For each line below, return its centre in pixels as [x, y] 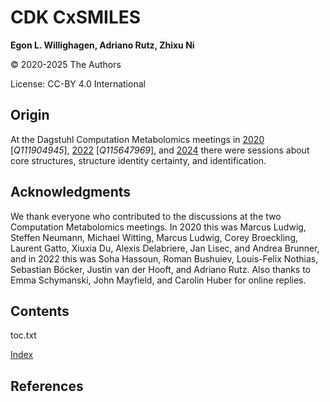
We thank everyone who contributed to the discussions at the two [146, 216]
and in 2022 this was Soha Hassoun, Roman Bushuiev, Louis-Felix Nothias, [164, 258]
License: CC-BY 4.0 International [78, 83]
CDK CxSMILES [76, 17]
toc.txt [23, 335]
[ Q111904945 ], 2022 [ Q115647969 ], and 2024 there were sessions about [160, 150]
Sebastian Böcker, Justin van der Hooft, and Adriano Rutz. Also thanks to [161, 269]
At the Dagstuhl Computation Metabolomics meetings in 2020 [137, 139]
